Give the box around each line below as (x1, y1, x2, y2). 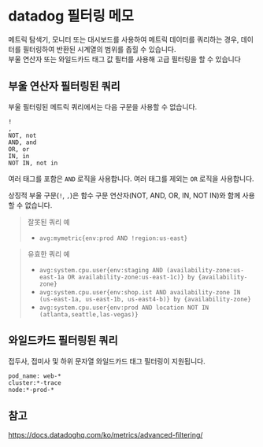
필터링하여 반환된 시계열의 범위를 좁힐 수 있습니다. (22, 44, 176, 54)
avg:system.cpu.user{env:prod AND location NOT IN (39, 304, 209, 312)
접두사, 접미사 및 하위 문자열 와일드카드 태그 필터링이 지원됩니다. (8, 356, 206, 366)
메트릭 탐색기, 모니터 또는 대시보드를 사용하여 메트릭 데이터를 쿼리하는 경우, (8, 35, 239, 44)
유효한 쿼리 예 (27, 249, 70, 258)
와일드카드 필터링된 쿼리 (8, 334, 118, 347)
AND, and (8, 139, 37, 146)
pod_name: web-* (8, 371, 61, 380)
